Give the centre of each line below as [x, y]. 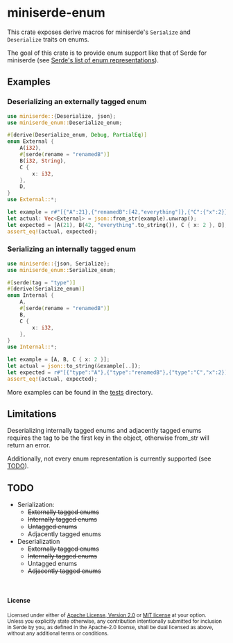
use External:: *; [32, 200]
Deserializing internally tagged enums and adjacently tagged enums [104, 431]
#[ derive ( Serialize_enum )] [46, 289]
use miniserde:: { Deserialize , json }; [62, 116]
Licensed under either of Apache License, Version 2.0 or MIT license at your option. [107, 615]
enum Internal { [31, 295]
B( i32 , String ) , [43, 161]
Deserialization [38, 542]
